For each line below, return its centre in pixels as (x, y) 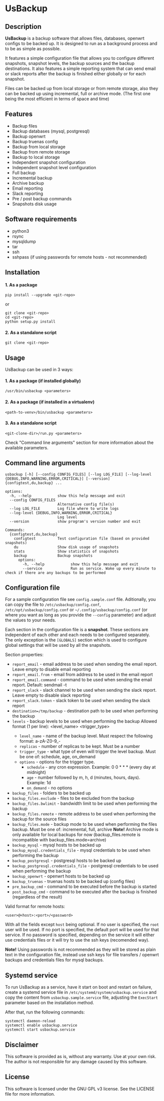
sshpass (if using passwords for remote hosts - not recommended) (80, 257)
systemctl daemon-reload (30, 1021)
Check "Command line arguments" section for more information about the (79, 442)
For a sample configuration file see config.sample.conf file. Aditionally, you (81, 599)
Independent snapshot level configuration (54, 167)
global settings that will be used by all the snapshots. (58, 645)
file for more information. (30, 1094)
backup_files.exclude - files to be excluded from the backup (73, 798)
